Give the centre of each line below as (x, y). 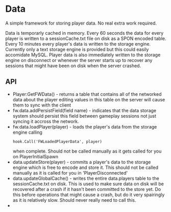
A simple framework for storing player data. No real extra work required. (81, 23)
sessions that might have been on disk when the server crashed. (73, 66)
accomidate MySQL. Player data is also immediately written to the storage (83, 55)
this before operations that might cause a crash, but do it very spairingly (89, 195)
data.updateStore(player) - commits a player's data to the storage (82, 162)
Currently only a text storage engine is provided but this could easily (77, 49)
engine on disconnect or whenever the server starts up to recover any (79, 60)
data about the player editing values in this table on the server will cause (89, 99)
